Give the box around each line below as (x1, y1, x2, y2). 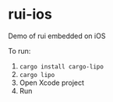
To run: (8, 46, 31, 55)
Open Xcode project (19, 78, 84, 87)
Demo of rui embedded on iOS (8, 31, 106, 40)
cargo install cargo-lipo (19, 62, 104, 71)
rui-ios (8, 5, 52, 23)
